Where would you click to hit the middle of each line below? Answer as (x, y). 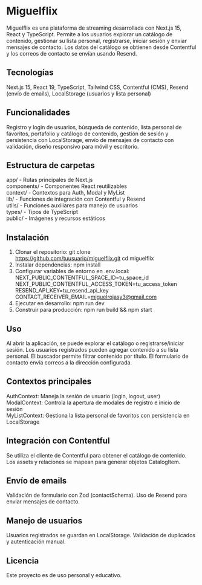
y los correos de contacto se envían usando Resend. (72, 53)
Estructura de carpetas (51, 165)
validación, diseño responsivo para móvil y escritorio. (73, 146)
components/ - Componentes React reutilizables (67, 186)
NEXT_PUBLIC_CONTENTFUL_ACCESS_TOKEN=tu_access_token (96, 284)
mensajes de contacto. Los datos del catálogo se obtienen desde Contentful (101, 47)
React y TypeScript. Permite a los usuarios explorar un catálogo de (90, 34)
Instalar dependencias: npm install (58, 265)
